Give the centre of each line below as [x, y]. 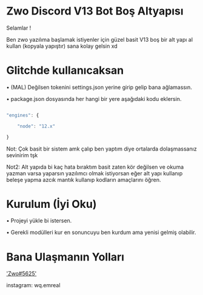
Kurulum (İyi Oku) [52, 204]
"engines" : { [23, 115]
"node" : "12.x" [36, 126]
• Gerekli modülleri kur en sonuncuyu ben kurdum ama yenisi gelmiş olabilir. [101, 232]
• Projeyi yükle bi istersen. [39, 221]
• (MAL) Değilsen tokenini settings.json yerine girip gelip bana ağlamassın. [99, 87]
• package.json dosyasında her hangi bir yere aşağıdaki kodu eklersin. [94, 99]
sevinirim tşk [22, 155]
